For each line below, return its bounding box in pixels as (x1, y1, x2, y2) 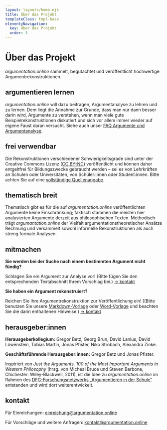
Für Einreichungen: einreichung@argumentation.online (5, 410, 117, 416)
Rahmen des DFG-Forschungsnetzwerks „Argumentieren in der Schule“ (5, 377, 152, 383)
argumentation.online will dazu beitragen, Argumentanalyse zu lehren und (5, 101, 158, 107)
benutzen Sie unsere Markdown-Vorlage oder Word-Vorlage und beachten (5, 303, 159, 309)
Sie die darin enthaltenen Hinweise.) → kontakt (5, 308, 101, 314)
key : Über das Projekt (9, 26, 57, 31)
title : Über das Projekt (5, 12, 57, 17)
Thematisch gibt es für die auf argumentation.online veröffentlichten (5, 204, 146, 210)
